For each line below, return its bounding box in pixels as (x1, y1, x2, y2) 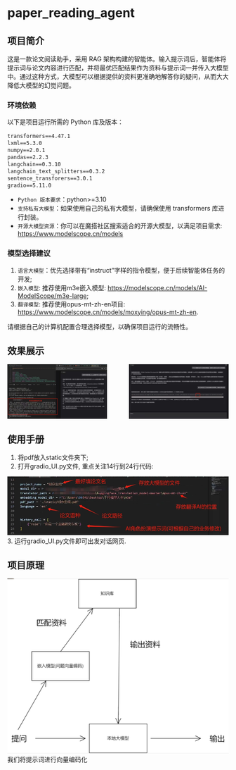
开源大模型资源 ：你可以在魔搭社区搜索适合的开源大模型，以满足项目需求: (17, 222, 223, 230)
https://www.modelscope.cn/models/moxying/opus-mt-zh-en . (17, 308, 199, 316)
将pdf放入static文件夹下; (17, 453, 89, 462)
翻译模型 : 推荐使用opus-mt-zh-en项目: (17, 299, 126, 308)
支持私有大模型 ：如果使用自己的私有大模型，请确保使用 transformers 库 (17, 204, 219, 213)
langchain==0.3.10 (7, 161, 61, 168)
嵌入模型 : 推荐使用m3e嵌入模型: (17, 283, 107, 292)
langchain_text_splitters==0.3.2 (7, 168, 105, 175)
